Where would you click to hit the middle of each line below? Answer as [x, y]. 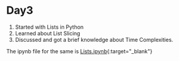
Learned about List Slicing [47, 33]
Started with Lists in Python [49, 27]
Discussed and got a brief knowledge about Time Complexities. [94, 39]
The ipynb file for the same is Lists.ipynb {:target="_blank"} [80, 51]
